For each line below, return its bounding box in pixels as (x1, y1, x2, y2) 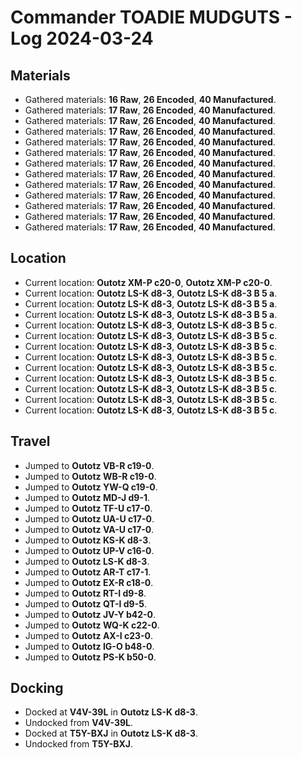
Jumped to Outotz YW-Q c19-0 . (24, 481, 158, 493)
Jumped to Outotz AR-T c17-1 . (24, 566, 152, 578)
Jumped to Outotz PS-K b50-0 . (24, 651, 157, 663)
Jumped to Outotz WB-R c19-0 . (24, 470, 157, 482)
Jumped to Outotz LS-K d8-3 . (24, 555, 150, 567)
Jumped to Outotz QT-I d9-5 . (24, 597, 147, 610)
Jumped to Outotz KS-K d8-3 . (24, 534, 152, 546)
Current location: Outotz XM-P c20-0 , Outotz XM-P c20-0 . (24, 276, 273, 288)
